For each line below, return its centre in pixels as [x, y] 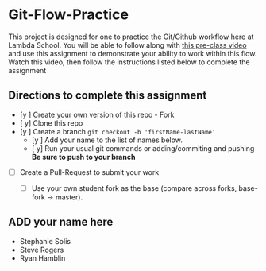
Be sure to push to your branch [83, 157]
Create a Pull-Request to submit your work [89, 172]
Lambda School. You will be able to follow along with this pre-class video [128, 45]
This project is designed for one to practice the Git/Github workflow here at [131, 37]
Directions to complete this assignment [108, 96]
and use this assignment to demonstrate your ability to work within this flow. [133, 53]
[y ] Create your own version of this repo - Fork [97, 114]
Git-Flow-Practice [69, 15]
